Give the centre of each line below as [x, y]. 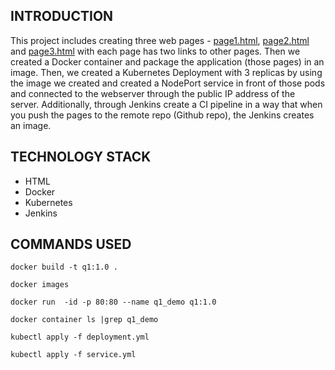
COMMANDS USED [71, 244]
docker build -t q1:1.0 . [64, 267]
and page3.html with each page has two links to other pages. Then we [155, 51]
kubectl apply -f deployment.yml [80, 337]
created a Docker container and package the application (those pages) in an [167, 61]
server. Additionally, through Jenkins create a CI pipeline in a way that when [166, 104]
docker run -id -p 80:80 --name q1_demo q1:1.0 [113, 302]
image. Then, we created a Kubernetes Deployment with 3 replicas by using [166, 72]
